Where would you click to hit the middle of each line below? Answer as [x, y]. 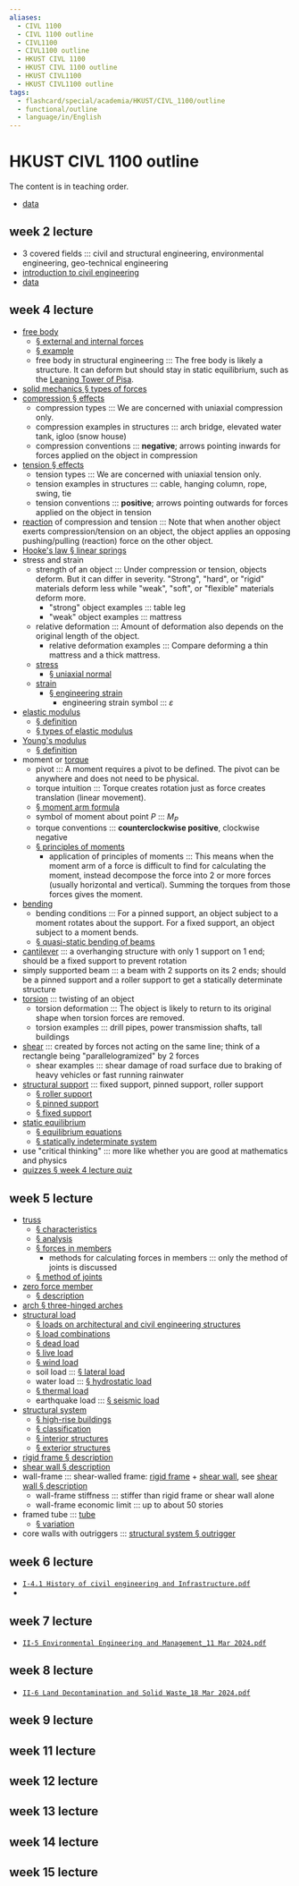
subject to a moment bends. [87, 932]
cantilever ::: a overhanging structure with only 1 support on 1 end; [144, 951]
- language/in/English [59, 117]
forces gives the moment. [96, 895]
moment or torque [55, 759]
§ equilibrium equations [79, 1132]
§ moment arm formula [78, 807]
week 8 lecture [51, 1671]
